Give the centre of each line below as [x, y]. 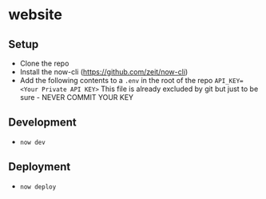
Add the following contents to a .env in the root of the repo [116, 80]
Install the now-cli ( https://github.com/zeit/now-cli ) [104, 72]
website [35, 15]
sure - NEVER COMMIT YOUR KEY [77, 97]
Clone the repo [44, 63]
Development [43, 123]
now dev [32, 142]
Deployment [40, 167]
